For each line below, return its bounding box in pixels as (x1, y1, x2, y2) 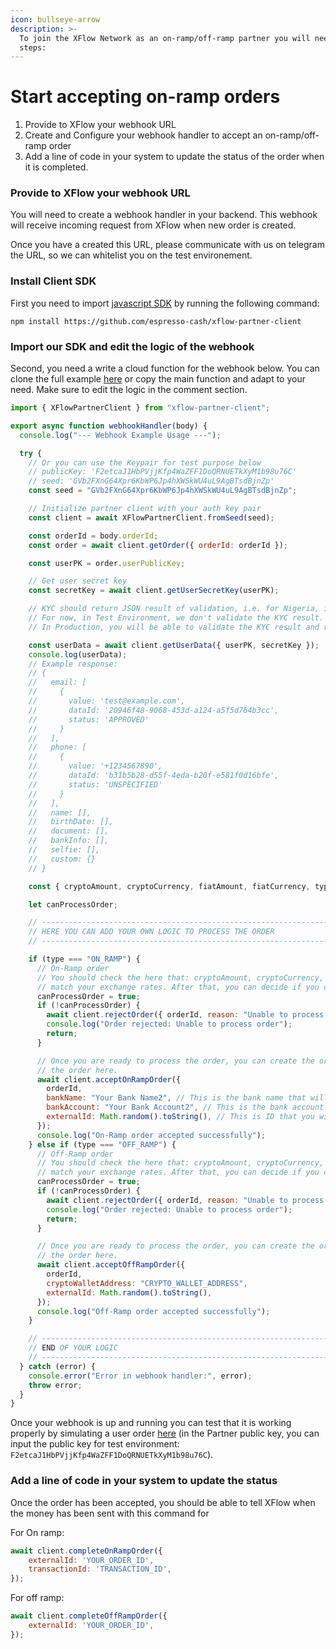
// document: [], (28, 826, 110, 836)
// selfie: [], (28, 845, 101, 855)
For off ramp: (10, 1592, 65, 1604)
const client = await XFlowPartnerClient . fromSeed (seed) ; (28, 512, 275, 523)
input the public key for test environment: (10, 1438, 180, 1450)
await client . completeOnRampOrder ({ (10, 1546, 163, 1556)
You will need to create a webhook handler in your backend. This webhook (10, 209, 318, 221)
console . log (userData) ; (28, 649, 128, 660)
